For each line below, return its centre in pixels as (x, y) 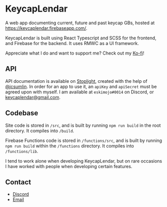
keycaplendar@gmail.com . (33, 97)
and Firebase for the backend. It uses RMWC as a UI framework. (72, 43)
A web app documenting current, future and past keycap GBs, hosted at (80, 23)
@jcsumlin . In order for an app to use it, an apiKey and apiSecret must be (81, 86)
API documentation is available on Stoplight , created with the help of (76, 81)
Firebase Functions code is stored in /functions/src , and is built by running (84, 140)
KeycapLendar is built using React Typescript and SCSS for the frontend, (81, 38)
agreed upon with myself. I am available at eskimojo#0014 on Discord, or (79, 92)
